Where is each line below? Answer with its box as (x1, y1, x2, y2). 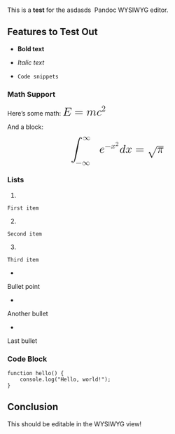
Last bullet (7, 337, 38, 345)
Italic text (17, 58, 45, 67)
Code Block (7, 354, 48, 364)
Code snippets (17, 73, 59, 80)
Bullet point (7, 282, 41, 290)
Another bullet (7, 309, 48, 318)
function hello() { (7, 369, 64, 377)
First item (7, 204, 39, 212)
